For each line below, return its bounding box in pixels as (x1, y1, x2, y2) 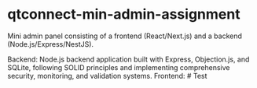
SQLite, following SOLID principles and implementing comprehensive (7, 62, 230, 72)
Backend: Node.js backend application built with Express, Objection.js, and (7, 55, 250, 64)
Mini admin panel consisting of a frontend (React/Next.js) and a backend (7, 31, 243, 40)
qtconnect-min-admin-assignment (7, 5, 240, 23)
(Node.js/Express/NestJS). (7, 39, 94, 48)
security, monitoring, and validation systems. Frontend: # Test (7, 71, 207, 80)
